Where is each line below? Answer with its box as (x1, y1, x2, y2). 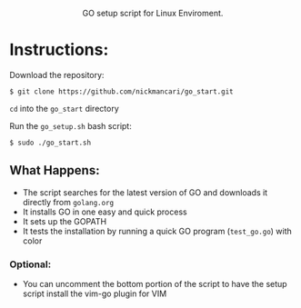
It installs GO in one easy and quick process (22, 206, 188, 217)
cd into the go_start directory (9, 103, 120, 114)
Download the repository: (9, 69, 105, 80)
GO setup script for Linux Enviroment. (82, 8, 224, 18)
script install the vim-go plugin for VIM (22, 288, 167, 299)
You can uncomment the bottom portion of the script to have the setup (22, 279, 288, 290)
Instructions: (9, 40, 109, 60)
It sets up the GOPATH (22, 215, 107, 226)
